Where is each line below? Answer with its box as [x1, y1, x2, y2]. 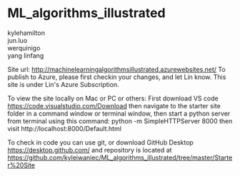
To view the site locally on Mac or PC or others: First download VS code [7, 94, 219, 103]
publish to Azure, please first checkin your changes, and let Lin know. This [7, 73, 226, 81]
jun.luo [7, 36, 28, 44]
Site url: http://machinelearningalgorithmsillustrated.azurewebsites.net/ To [7, 65, 226, 73]
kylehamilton [7, 29, 45, 37]
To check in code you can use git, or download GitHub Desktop [7, 138, 194, 147]
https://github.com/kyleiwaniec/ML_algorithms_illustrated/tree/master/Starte [7, 153, 233, 162]
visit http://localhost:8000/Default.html [7, 124, 121, 133]
